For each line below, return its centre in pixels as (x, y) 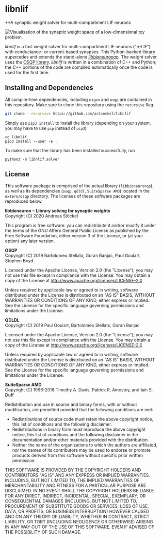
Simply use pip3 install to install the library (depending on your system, (78, 123)
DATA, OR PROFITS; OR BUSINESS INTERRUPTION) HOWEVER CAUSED (77, 511)
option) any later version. (30, 241)
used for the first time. (27, 72)
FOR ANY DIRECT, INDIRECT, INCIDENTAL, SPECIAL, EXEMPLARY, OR (75, 496)
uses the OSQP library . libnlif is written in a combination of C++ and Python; (81, 62)
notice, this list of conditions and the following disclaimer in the (75, 435)
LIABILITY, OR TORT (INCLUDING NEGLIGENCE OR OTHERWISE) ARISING (79, 522)
